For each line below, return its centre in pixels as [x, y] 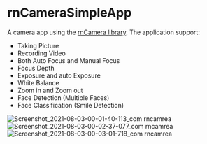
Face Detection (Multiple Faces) [63, 98]
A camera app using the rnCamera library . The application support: [104, 32]
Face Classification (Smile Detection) [71, 105]
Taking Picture [38, 45]
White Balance [38, 82]
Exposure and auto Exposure [59, 75]
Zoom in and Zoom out [50, 90]
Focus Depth [36, 68]
